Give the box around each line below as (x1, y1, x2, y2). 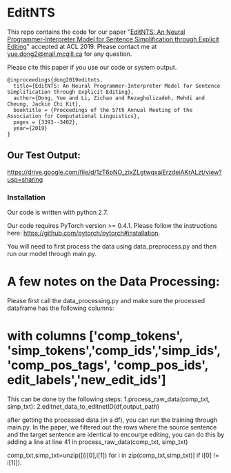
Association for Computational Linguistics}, (7, 113, 140, 119)
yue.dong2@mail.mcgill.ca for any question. (7, 50, 132, 58)
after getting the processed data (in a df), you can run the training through (7, 416, 218, 424)
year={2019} (13, 124, 48, 132)
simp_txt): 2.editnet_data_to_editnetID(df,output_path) (7, 402, 160, 410)
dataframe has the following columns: (7, 304, 114, 312)
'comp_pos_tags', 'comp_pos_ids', (7, 358, 209, 374)
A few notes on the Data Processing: (7, 274, 221, 289)
